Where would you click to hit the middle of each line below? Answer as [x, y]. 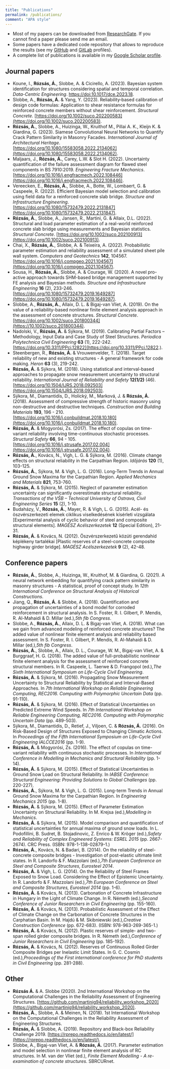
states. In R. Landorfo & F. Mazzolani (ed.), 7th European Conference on [87, 861]
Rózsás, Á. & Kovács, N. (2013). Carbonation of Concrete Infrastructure [87, 893]
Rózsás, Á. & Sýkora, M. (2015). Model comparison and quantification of [88, 823]
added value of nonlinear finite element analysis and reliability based [84, 634]
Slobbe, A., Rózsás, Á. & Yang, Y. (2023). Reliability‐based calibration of [88, 100]
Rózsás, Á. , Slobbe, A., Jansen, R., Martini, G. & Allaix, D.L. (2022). [82, 218]
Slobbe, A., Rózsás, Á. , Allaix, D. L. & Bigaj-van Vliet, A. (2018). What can [89, 623]
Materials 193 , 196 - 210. [38, 412]
